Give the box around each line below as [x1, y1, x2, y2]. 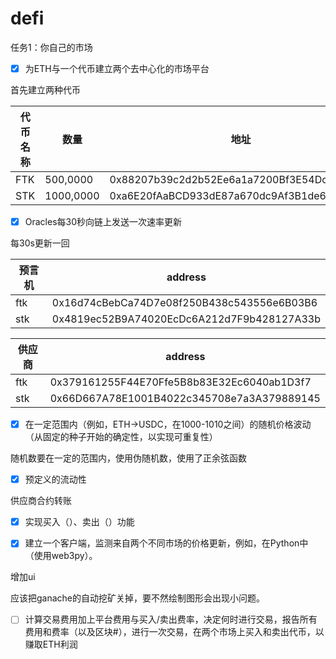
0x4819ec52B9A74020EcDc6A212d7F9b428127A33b [51, 312, 321, 326]
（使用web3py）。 [24, 550, 98, 562]
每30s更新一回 [10, 237, 70, 249]
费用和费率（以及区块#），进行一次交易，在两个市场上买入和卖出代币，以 [24, 626, 325, 638]
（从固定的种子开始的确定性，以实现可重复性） [24, 431, 218, 443]
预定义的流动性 [24, 473, 87, 486]
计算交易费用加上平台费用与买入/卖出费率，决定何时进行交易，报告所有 [24, 613, 318, 626]
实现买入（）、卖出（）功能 [24, 516, 135, 528]
